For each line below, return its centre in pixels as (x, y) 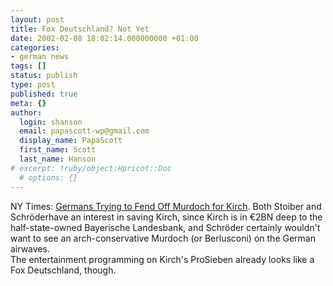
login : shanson (51, 122)
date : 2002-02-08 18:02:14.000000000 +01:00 (104, 38)
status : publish (44, 76)
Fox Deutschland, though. (63, 270)
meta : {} (28, 103)
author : (26, 112)
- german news (40, 57)
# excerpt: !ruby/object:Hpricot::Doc (91, 168)
